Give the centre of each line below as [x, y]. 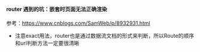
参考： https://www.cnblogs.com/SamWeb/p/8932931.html [78, 23]
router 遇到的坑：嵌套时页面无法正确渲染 [57, 9]
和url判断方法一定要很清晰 [47, 43]
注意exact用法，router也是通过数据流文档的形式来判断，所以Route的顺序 [104, 36]
